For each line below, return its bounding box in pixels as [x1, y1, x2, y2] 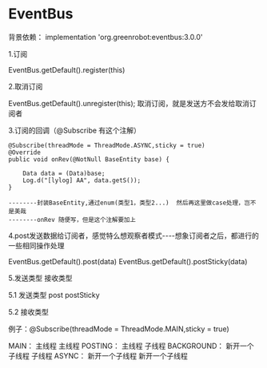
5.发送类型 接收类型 [8, 273, 73, 283]
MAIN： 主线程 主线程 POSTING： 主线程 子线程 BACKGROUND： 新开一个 [8, 341, 254, 350]
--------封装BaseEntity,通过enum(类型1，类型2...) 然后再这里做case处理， [8, 199, 245, 207]
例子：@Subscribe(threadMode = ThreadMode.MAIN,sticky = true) [8, 324, 229, 334]
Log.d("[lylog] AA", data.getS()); [22, 176, 141, 184]
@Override [8, 148, 42, 156]
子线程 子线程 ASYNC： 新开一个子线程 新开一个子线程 [8, 350, 188, 360]
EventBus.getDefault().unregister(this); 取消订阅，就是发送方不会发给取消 [8, 98, 250, 108]
